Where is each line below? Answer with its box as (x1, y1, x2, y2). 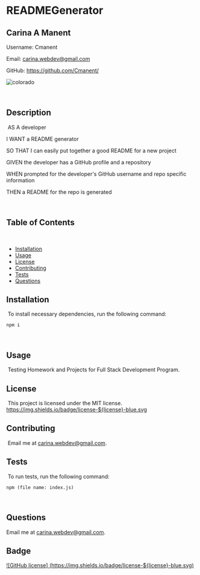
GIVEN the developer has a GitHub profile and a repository (6, 158, 152, 166)
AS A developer (7, 123, 47, 131)
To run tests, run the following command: (7, 473, 110, 480)
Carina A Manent (6, 28, 71, 38)
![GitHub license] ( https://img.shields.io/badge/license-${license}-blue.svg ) (6, 562, 194, 569)
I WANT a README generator (6, 135, 80, 142)
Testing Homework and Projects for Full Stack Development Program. (7, 366, 180, 373)
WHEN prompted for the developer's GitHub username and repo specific (6, 170, 187, 178)
